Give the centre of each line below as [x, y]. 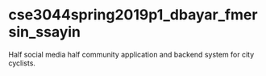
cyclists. [22, 63]
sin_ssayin [45, 32]
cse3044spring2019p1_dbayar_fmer [133, 15]
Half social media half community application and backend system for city [131, 54]
